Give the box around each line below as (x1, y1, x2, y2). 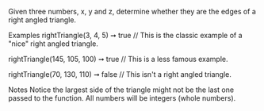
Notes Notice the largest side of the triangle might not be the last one (8, 85, 235, 94)
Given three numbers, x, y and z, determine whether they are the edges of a (8, 7, 256, 16)
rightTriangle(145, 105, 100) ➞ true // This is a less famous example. (8, 55, 228, 63)
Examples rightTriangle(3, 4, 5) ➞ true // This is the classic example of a (8, 31, 243, 40)
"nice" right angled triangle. (8, 39, 99, 48)
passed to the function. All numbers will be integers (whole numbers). (8, 94, 236, 102)
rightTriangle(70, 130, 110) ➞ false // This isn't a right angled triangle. (8, 70, 232, 78)
